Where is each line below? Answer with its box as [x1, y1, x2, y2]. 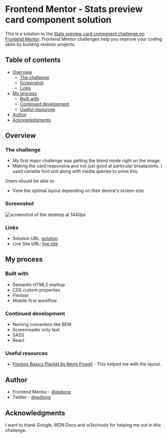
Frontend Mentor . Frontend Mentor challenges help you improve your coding [5, 36, 163, 42]
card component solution [5, 14, 112, 25]
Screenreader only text [12, 326, 60, 333]
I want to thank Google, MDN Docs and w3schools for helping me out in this [5, 421, 161, 428]
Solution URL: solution [12, 235, 58, 241]
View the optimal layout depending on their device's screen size [12, 187, 144, 193]
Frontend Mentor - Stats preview [5, 3, 143, 15]
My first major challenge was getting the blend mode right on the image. [12, 157, 161, 163]
